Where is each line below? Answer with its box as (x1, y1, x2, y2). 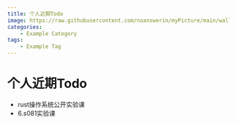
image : (7, 17, 27, 24)
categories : (7, 23, 42, 30)
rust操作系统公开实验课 (17, 100, 85, 108)
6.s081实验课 (17, 108, 56, 117)
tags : (7, 37, 23, 44)
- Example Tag (20, 43, 61, 50)
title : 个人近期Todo (7, 10, 63, 18)
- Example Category (20, 30, 78, 37)
